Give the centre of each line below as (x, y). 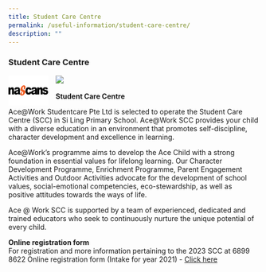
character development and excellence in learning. (92, 137)
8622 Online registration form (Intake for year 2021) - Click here (113, 259)
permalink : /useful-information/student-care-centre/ (100, 25)
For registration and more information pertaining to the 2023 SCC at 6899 (129, 251)
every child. (27, 227)
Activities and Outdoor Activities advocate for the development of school (127, 177)
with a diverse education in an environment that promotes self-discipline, (128, 128)
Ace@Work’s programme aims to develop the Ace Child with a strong (121, 152)
